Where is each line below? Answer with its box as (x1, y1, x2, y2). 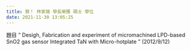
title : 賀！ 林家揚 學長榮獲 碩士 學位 (6, 8, 94, 15)
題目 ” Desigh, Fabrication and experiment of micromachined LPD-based (6, 31, 186, 39)
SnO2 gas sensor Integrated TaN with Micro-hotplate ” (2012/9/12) (6, 38, 170, 45)
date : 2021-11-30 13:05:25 (6, 14, 74, 20)
